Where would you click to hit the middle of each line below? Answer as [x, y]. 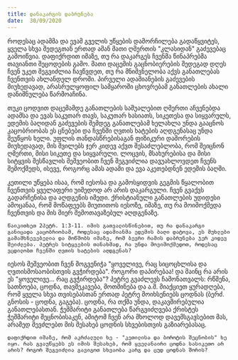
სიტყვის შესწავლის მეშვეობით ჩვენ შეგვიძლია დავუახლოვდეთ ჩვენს [112, 160]
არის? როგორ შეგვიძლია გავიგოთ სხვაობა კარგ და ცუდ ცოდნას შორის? [108, 350]
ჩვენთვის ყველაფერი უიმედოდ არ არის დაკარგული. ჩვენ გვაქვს [106, 190]
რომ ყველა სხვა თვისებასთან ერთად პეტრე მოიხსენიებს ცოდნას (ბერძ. [116, 294]
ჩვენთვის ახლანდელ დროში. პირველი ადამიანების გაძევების [101, 78]
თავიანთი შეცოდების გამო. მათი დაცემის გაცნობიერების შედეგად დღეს [117, 63]
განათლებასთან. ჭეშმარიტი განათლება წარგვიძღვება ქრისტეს [103, 309]
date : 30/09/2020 [34, 21]
